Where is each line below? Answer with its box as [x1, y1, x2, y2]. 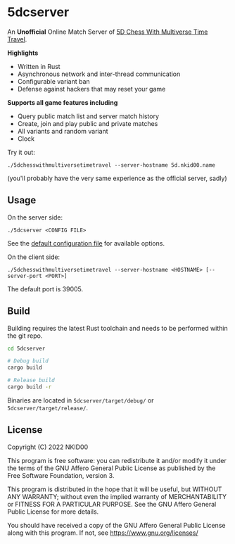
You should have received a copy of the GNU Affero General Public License [7, 521, 226, 529]
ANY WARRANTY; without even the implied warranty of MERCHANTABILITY [7, 492, 227, 500]
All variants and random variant [17, 127, 108, 135]
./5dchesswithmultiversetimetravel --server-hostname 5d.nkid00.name [7, 161, 216, 169]
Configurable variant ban [17, 77, 90, 85]
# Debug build [7, 358, 49, 365]
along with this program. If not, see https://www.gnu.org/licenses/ [7, 529, 198, 537]
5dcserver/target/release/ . [7, 403, 89, 412]
